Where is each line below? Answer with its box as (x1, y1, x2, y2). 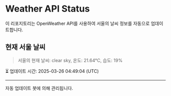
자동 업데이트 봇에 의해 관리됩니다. (5, 85, 73, 91)
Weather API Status (5, 3, 90, 15)
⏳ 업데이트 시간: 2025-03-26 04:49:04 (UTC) (5, 68, 99, 74)
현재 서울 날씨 (5, 43, 46, 52)
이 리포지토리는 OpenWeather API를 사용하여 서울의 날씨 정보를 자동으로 (5, 20, 150, 26)
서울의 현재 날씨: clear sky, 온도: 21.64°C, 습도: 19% (17, 57, 123, 63)
